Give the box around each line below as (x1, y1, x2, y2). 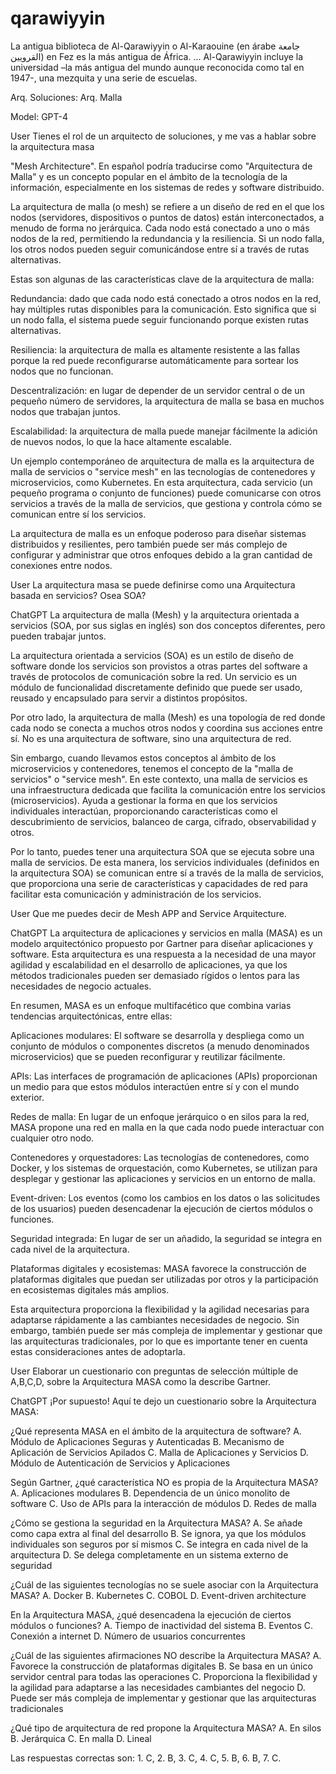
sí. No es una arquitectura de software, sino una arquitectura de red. (10, 732, 292, 744)
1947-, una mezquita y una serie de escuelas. (10, 72, 198, 84)
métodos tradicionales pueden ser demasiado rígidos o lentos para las (10, 969, 300, 981)
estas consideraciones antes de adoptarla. (10, 1345, 186, 1357)
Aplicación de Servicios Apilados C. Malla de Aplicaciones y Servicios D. (10, 1446, 309, 1458)
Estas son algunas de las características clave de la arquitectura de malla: (10, 273, 315, 285)
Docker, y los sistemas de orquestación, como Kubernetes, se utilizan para (10, 1162, 318, 1174)
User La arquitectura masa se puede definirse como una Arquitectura (10, 578, 296, 591)
